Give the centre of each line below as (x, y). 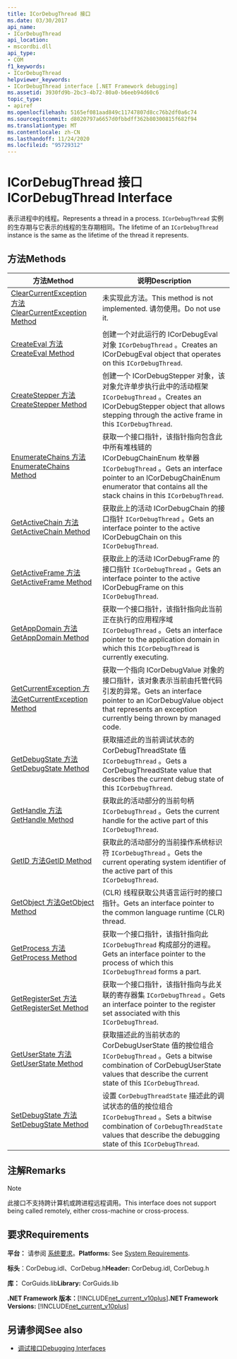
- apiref (20, 106)
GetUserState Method (47, 1063)
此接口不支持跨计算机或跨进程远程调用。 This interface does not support (112, 1203)
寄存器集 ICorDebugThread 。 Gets (171, 995)
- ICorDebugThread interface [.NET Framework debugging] (93, 86)
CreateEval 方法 (37, 343)
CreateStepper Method (49, 404)
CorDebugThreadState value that (157, 770)
